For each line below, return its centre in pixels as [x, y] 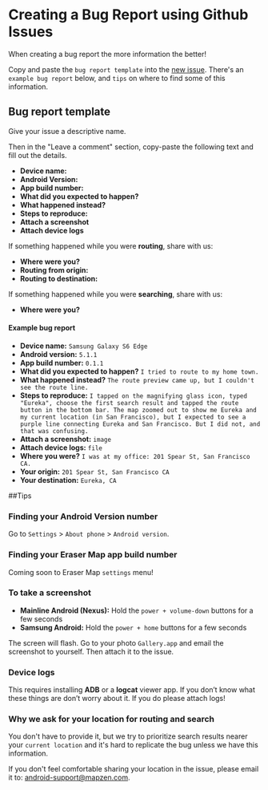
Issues [31, 32]
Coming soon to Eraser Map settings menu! [81, 572]
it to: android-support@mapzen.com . [69, 778]
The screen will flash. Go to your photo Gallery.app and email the [116, 642]
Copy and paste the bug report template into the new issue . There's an [126, 69]
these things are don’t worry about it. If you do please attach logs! [117, 699]
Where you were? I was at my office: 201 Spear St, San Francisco [135, 456]
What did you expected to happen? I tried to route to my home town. [139, 371]
